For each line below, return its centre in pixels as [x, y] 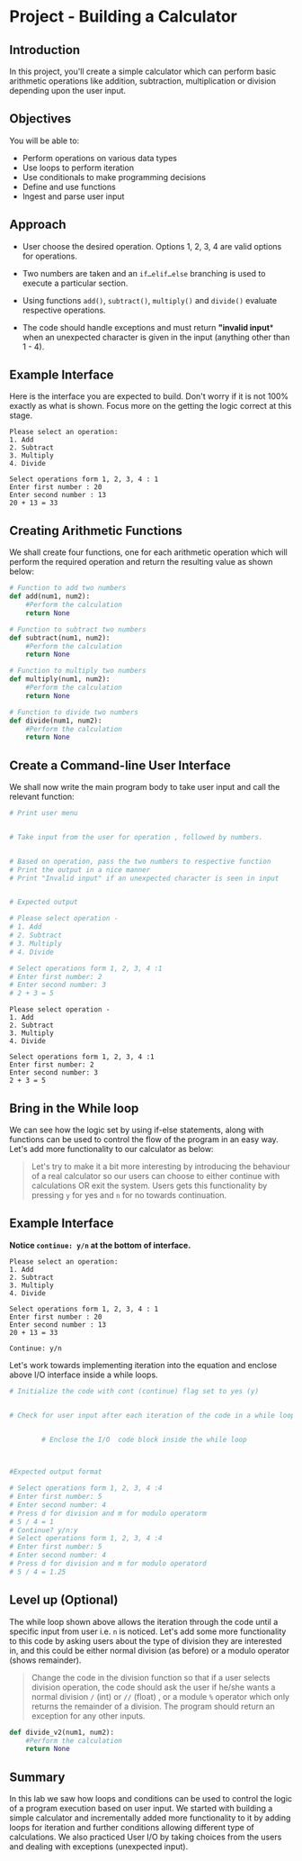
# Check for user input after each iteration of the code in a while [142, 1415]
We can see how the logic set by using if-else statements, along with [137, 1130]
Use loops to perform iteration [78, 168]
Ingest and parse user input [73, 196]
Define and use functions [69, 186]
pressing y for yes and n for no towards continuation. [129, 1195]
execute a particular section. [75, 283]
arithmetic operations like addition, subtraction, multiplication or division [143, 81]
